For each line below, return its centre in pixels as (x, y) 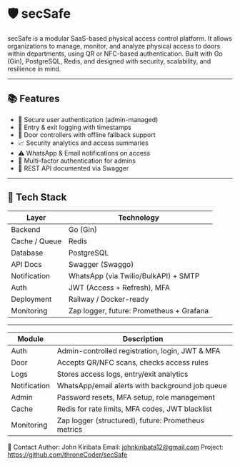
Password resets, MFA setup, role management (136, 397)
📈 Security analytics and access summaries (83, 143)
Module (31, 338)
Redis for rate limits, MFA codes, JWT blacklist (134, 409)
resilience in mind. (34, 69)
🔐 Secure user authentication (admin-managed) (88, 119)
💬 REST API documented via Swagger (73, 168)
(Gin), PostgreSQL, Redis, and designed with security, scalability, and (109, 61)
